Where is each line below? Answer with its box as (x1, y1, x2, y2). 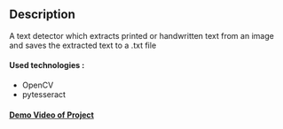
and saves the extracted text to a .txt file (9, 40, 157, 50)
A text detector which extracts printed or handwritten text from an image (9, 30, 275, 41)
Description (9, 7, 75, 22)
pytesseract (21, 89, 67, 100)
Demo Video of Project (9, 110, 95, 120)
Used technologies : (9, 60, 85, 71)
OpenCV (21, 80, 54, 91)
